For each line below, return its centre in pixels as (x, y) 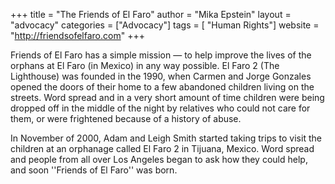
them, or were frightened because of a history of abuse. (126, 118)
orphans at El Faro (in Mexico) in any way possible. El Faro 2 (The (145, 65)
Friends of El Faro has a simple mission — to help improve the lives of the (161, 55)
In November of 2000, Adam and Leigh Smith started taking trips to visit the (166, 138)
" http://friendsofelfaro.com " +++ (77, 35)
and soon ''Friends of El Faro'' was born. (94, 170)
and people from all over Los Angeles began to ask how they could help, (159, 159)
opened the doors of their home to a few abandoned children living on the (162, 87)
